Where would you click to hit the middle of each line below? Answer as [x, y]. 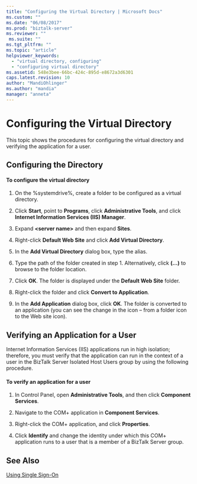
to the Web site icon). [41, 316]
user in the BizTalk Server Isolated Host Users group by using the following [97, 362]
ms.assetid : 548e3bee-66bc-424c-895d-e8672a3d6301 [70, 72]
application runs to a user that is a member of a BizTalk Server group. [99, 442]
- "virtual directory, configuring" [56, 61]
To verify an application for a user [48, 382]
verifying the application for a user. [49, 146]
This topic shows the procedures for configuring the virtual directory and [95, 140]
